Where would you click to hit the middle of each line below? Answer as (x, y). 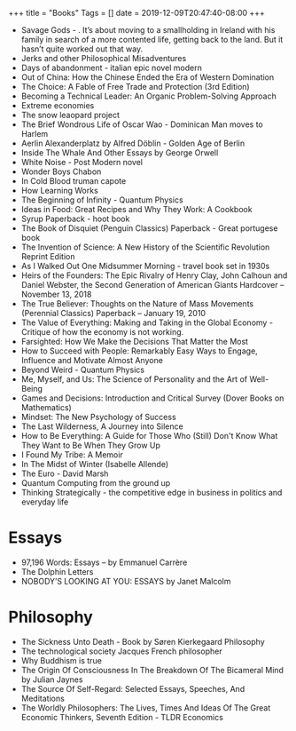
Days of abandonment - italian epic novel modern (112, 68)
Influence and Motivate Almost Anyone (92, 360)
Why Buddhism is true (62, 660)
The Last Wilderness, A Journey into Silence (102, 426)
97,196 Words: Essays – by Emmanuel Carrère (104, 562)
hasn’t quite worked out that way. (82, 49)
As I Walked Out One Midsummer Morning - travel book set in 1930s (145, 266)
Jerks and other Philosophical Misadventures (104, 58)
